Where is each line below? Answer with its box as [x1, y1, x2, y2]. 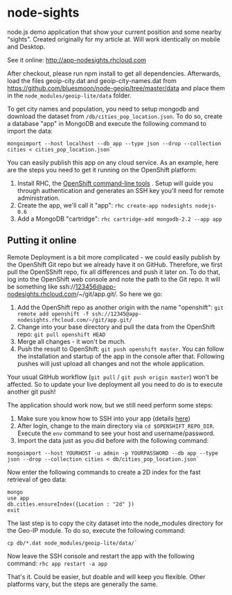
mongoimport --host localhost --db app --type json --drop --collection [7, 140, 222, 147]
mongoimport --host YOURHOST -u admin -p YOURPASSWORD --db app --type [7, 450, 218, 457]
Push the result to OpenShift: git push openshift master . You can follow [17, 345, 224, 353]
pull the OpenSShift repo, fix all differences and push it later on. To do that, [7, 268, 220, 276]
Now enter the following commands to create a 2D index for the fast [7, 468, 201, 476]
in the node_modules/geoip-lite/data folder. [7, 91, 132, 100]
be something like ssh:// [7, 282, 76, 291]
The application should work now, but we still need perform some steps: [7, 401, 213, 409]
